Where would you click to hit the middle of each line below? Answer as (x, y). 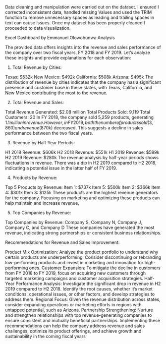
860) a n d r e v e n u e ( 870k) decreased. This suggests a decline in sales (74, 128)
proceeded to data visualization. (38, 28)
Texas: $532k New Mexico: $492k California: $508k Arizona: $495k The (79, 77)
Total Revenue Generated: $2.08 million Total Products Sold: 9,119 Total (78, 112)
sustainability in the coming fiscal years (45, 337)
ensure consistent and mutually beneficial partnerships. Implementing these (83, 321)
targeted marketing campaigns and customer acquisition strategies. (74, 279)
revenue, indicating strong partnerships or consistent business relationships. (83, 233)
